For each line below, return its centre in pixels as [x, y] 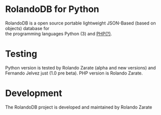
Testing [21, 54]
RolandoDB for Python [52, 9]
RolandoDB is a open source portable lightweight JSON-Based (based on [80, 23]
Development [34, 93]
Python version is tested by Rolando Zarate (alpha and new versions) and [80, 67]
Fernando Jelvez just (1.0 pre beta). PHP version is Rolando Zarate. [74, 73]
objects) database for [27, 28]
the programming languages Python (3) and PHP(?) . [59, 33]
